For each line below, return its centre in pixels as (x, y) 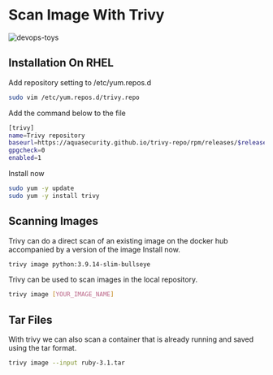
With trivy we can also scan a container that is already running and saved (131, 339)
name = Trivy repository (47, 136)
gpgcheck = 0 (27, 151)
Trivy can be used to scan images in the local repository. (103, 280)
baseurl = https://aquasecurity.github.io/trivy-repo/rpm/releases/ (123, 143)
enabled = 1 (25, 158)
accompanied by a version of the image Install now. (94, 249)
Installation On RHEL (61, 63)
